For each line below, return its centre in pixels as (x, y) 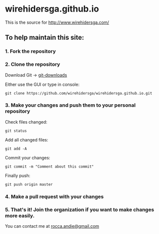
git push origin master (29, 184)
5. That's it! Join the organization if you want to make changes (80, 209)
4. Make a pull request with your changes (54, 196)
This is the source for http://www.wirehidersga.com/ (57, 22)
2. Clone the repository (33, 64)
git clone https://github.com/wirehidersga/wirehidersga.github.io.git (79, 93)
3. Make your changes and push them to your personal (70, 105)
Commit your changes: (28, 157)
